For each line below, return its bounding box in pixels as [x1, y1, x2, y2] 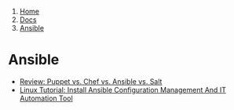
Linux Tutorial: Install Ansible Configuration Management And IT [19, 85, 226, 94]
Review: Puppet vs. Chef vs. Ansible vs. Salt [19, 76, 163, 86]
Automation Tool [19, 93, 73, 103]
